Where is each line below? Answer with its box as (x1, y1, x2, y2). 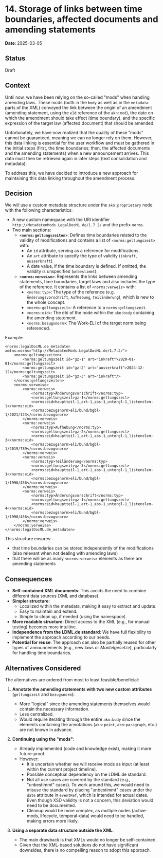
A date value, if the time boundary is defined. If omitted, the (26, 263, 146, 269)
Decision (5, 189, 33, 198)
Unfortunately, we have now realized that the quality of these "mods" (5, 129, 144, 135)
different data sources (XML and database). (12, 593, 100, 599)
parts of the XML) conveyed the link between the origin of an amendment (5, 105, 152, 110)
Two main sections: (12, 227, 51, 233)
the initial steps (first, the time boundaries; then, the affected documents (5, 145, 150, 151)
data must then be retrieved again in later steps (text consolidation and (5, 155, 147, 161)
